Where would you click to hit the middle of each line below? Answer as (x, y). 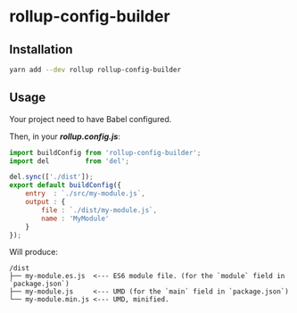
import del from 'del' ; (69, 161)
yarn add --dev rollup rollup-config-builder (95, 70)
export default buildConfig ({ (66, 185)
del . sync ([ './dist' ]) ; (51, 177)
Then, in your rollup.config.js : (65, 136)
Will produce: (33, 252)
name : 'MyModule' (75, 218)
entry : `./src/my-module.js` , (85, 194)
